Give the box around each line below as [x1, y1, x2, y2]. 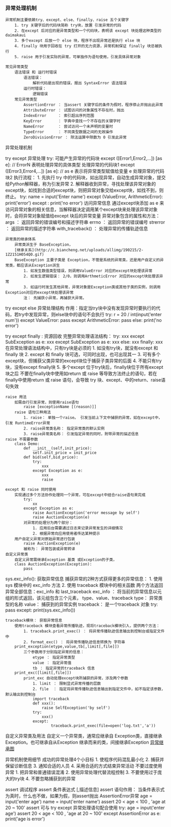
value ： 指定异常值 [32, 660, 72, 666]
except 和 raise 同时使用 [5, 487, 56, 492]
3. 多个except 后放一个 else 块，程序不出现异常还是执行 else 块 [14, 38, 140, 43]
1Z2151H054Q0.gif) [5, 252, 44, 257]
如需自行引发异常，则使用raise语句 [14, 400, 79, 405]
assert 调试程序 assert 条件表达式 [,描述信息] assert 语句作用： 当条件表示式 [5, 787, 165, 793]
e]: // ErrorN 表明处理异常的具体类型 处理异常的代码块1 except [5, 162, 135, 168]
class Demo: [14, 441, 40, 446]
